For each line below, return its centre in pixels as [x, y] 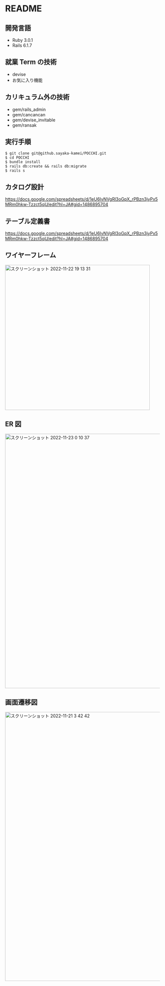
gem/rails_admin [29, 109]
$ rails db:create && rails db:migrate [46, 166]
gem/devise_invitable [34, 120]
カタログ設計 [25, 187]
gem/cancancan [29, 114]
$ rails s [15, 171]
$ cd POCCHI [17, 158]
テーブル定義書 [27, 221]
